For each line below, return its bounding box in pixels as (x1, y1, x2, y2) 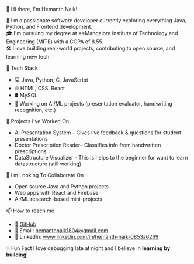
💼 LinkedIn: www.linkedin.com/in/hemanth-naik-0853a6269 (14, 233, 159, 240)
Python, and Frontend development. (6, 23, 92, 30)
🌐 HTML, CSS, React (14, 85, 65, 92)
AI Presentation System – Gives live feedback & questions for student (14, 129, 181, 136)
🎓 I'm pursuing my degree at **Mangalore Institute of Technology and (6, 30, 178, 36)
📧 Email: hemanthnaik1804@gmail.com (14, 227, 109, 234)
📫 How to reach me (6, 207, 54, 214)
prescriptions (14, 148, 47, 155)
